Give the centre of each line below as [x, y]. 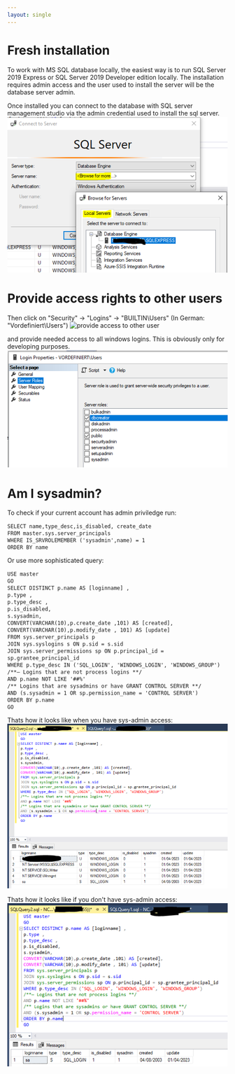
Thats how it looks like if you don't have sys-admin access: [92, 899]
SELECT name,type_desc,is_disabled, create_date [79, 526]
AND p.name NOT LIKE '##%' [47, 679]
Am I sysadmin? [55, 493]
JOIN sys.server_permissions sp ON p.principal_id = [86, 651]
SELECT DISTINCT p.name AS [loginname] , [69, 588]
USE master [23, 574]
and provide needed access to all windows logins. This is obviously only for [116, 339]
